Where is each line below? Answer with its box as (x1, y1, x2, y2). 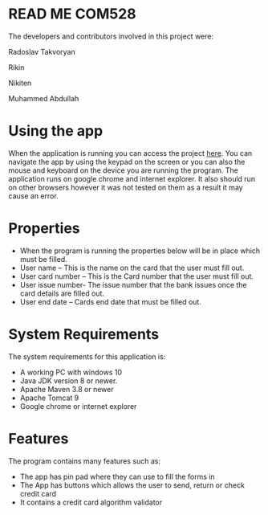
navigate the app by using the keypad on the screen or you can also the (8, 157, 246, 166)
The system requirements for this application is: (8, 351, 166, 362)
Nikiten (8, 78, 32, 88)
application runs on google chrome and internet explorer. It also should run (8, 174, 255, 183)
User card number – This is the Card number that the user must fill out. (19, 271, 254, 281)
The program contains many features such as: (8, 456, 160, 466)
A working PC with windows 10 (19, 367, 123, 377)
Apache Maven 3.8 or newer (19, 384, 114, 394)
